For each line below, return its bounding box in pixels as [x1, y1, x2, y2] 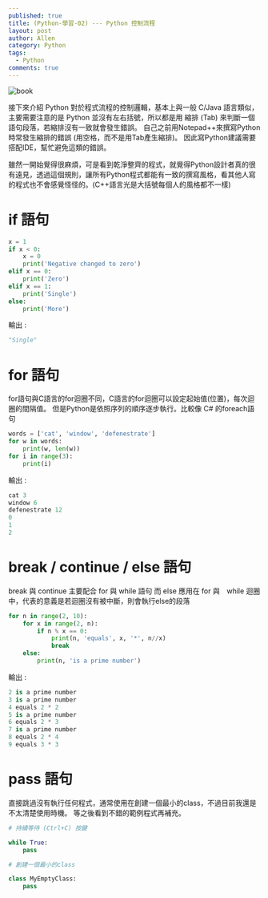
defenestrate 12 [8, 506, 62, 514]
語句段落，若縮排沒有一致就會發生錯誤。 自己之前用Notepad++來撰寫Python [8, 122, 261, 132]
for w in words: [8, 438, 62, 446]
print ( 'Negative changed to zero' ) [22, 260, 142, 269]
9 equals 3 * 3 [8, 741, 59, 749]
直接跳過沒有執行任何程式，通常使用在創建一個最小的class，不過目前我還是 [8, 798, 258, 807]
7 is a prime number [8, 726, 78, 734]
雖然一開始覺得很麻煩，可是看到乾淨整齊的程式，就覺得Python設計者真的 [8, 160, 250, 169]
